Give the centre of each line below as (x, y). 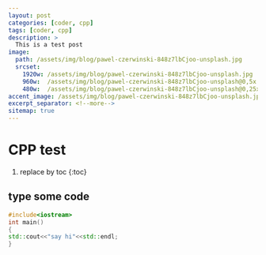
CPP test (37, 150)
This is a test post (49, 45)
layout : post (30, 15)
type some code (49, 197)
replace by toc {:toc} (53, 171)
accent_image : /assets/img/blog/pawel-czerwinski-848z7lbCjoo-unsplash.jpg (136, 96)
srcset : (28, 67)
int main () (26, 222)
